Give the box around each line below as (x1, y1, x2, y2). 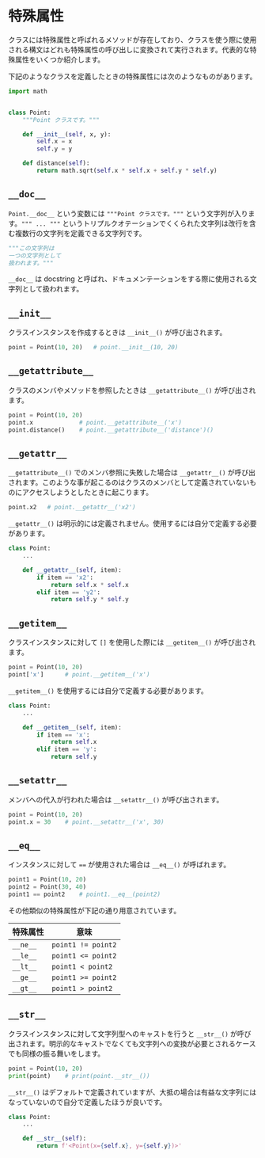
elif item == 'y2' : (36, 588, 101, 596)
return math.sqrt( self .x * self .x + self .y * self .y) (36, 167, 218, 175)
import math (8, 87, 47, 95)
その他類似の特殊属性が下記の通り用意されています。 (8, 906, 181, 915)
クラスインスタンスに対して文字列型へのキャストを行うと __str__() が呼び (8, 1029, 252, 1038)
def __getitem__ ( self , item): (22, 723, 123, 731)
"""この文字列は (8, 244, 55, 252)
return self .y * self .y (50, 596, 129, 604)
